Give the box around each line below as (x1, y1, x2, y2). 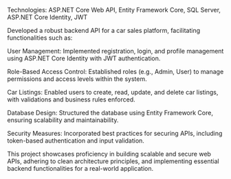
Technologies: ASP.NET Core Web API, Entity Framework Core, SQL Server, (7, 6, 221, 14)
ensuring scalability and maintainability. (7, 116, 119, 124)
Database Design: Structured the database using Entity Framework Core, (7, 109, 213, 117)
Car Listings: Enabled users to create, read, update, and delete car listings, (7, 88, 219, 96)
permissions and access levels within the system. (7, 75, 147, 83)
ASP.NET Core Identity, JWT (7, 13, 88, 21)
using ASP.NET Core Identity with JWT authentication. (7, 54, 161, 62)
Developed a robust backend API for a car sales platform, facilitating (7, 27, 201, 34)
